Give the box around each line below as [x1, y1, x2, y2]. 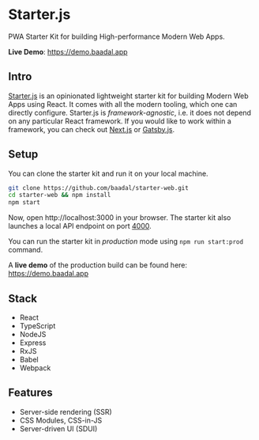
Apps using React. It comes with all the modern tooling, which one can [8, 99, 238, 108]
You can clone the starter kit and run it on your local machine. [8, 169, 208, 178]
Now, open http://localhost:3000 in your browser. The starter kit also [8, 213, 231, 222]
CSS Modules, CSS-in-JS [19, 415, 103, 425]
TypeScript [19, 321, 56, 330]
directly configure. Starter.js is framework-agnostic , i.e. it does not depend [8, 108, 251, 117]
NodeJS [19, 330, 47, 339]
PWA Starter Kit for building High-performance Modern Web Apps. [8, 32, 225, 41]
